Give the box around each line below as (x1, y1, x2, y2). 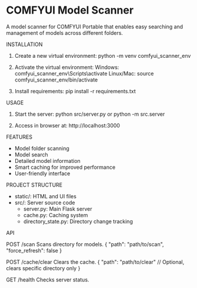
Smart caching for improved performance (14, 163, 116, 171)
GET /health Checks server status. (6, 276, 89, 283)
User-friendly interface (14, 169, 71, 177)
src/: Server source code (14, 199, 75, 206)
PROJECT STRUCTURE (6, 181, 63, 188)
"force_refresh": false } (6, 247, 62, 254)
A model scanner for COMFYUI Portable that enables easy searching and (6, 23, 183, 30)
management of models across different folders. (6, 29, 123, 36)
